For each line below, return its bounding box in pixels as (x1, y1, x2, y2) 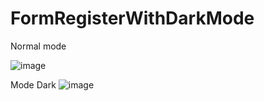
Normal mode (10, 40, 67, 52)
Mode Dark (10, 78, 57, 91)
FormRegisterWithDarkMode (10, 7, 255, 30)
